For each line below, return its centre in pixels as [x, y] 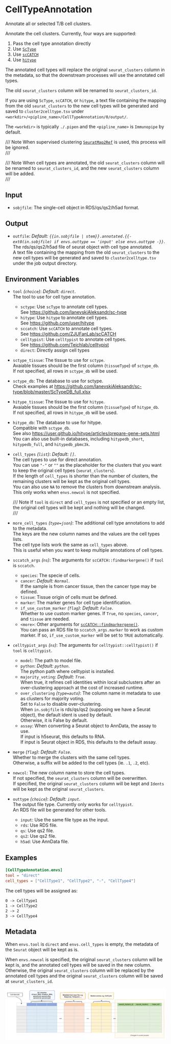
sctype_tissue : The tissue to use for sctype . [59, 360]
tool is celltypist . [32, 650]
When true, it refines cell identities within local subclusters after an [90, 682]
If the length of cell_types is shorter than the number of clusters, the [85, 476]
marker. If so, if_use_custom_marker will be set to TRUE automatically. [92, 635]
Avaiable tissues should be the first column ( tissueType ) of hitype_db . [86, 407]
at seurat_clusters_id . [29, 981]
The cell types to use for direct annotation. [57, 460]
